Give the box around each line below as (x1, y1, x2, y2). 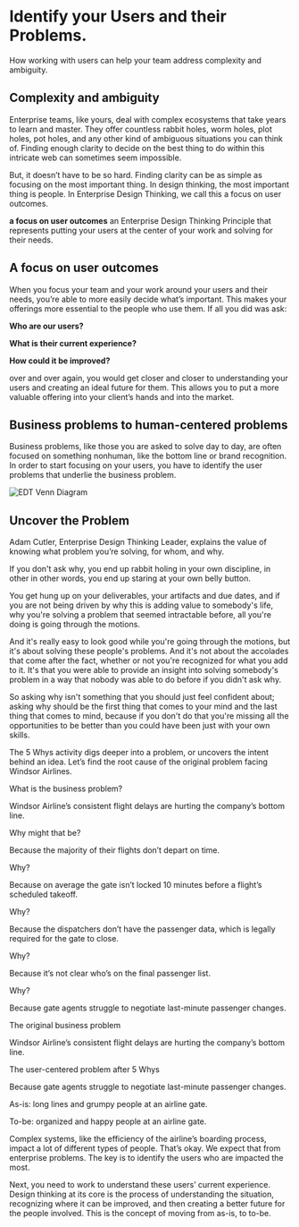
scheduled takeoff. (9, 889, 79, 900)
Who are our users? (9, 320, 84, 331)
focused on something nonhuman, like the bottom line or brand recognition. (9, 450, 287, 462)
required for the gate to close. (9, 933, 119, 944)
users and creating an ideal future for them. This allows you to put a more (9, 382, 279, 393)
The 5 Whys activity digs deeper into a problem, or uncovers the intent (9, 747, 270, 758)
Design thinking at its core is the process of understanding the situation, (9, 1189, 274, 1200)
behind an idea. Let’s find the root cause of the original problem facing (9, 756, 268, 767)
